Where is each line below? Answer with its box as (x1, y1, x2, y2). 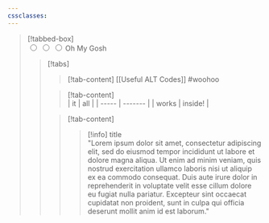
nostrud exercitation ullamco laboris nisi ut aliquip (87, 164, 253, 173)
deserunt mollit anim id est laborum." (87, 206, 210, 216)
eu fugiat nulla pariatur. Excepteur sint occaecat (87, 189, 247, 199)
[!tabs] (47, 59, 70, 68)
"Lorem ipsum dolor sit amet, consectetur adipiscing (87, 138, 262, 148)
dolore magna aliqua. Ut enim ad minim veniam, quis (87, 155, 262, 164)
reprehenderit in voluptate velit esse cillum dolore (87, 180, 252, 190)
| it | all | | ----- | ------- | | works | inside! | (67, 98, 209, 108)
